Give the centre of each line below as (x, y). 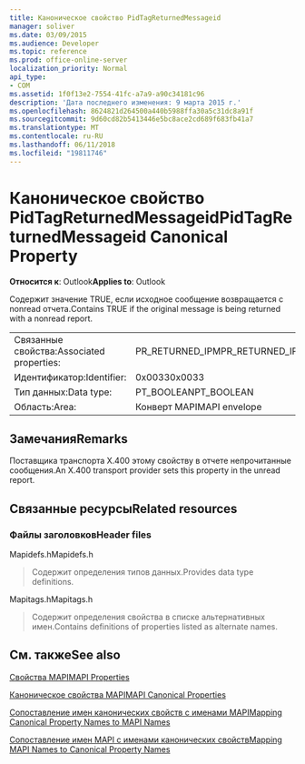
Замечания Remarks (69, 439)
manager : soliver (42, 26)
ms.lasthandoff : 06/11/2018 (63, 145)
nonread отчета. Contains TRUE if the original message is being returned (145, 308)
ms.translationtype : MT (54, 128)
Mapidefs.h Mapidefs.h (51, 555)
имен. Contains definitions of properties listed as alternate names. (155, 627)
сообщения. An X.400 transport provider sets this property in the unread (145, 470)
